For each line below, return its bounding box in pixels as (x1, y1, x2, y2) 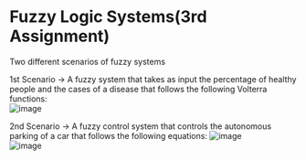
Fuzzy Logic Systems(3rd (9, 6, 207, 27)
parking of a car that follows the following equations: (9, 130, 208, 141)
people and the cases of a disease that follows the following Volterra (9, 83, 268, 94)
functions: (9, 93, 47, 104)
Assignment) (9, 26, 111, 47)
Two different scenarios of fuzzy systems (9, 56, 166, 67)
